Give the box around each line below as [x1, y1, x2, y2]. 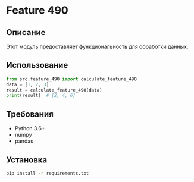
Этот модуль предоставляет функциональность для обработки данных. [6, 43, 189, 50]
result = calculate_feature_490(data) [6, 87, 102, 93]
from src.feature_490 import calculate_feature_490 [6, 76, 137, 82]
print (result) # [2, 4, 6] [6, 93, 76, 99]
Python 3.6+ [14, 125, 46, 132]
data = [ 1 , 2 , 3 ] [6, 81, 49, 87]
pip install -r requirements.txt [6, 170, 89, 176]
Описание [6, 27, 46, 37]
